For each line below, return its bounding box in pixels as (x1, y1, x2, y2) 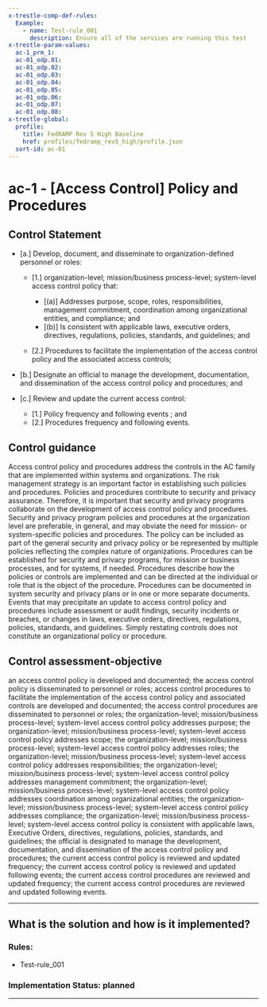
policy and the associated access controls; (31, 355, 172, 364)
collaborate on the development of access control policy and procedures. (8, 504, 249, 514)
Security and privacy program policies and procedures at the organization (8, 513, 250, 523)
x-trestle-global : (8, 116, 69, 123)
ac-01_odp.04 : (15, 78, 62, 86)
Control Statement (8, 228, 102, 241)
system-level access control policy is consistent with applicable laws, (27, 820, 255, 829)
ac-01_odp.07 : (15, 100, 62, 108)
